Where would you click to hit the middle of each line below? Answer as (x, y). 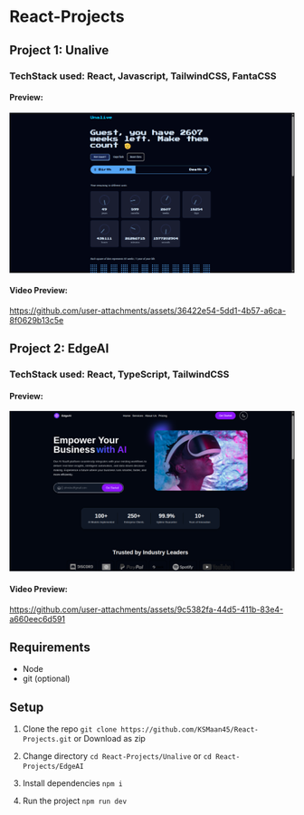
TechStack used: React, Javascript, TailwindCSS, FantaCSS (143, 76)
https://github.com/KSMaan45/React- (190, 730)
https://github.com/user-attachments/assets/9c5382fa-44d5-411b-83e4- (147, 609)
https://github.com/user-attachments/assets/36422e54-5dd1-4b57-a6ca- (148, 311)
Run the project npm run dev (75, 801)
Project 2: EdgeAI (59, 349)
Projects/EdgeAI (53, 767)
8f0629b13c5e (37, 320)
